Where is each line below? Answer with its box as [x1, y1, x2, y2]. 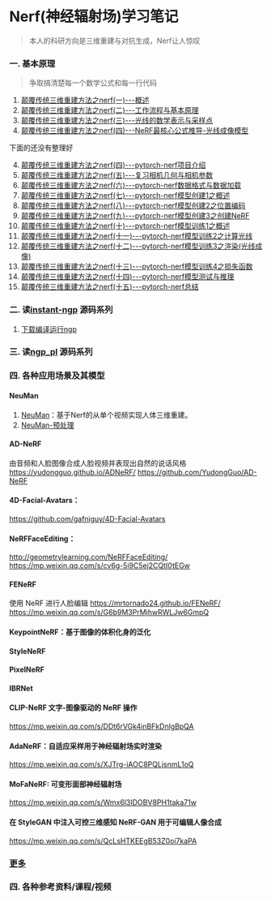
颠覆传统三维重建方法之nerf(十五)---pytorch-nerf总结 [20, 282, 199, 292]
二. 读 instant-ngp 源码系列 [9, 304, 113, 316]
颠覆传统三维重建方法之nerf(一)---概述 [20, 95, 150, 105]
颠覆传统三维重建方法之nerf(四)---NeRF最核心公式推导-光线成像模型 [20, 126, 249, 135]
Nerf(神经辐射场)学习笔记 [9, 7, 179, 26]
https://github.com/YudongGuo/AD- [137, 467, 257, 477]
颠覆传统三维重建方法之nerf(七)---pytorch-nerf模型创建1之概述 [20, 191, 231, 200]
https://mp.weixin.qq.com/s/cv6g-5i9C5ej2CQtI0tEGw [9, 561, 191, 570]
